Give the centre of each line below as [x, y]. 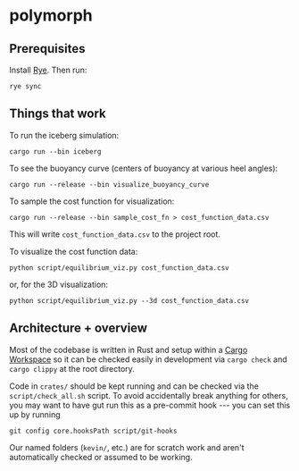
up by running [35, 414]
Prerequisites [47, 49]
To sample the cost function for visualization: [92, 201]
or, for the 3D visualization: [59, 284]
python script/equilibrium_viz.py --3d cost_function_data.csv [129, 300]
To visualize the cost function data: [74, 251]
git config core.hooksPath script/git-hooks [93, 431]
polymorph [51, 16]
